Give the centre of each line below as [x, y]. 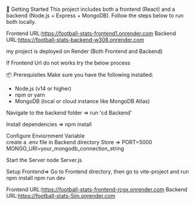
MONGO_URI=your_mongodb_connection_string [65, 148]
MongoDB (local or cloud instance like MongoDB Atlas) [82, 101]
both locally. [21, 22]
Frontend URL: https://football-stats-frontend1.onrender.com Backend [91, 33]
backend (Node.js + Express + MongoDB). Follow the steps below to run [95, 15]
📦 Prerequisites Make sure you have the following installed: [80, 75]
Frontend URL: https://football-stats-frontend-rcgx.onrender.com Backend [97, 190]
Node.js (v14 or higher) [43, 88]
